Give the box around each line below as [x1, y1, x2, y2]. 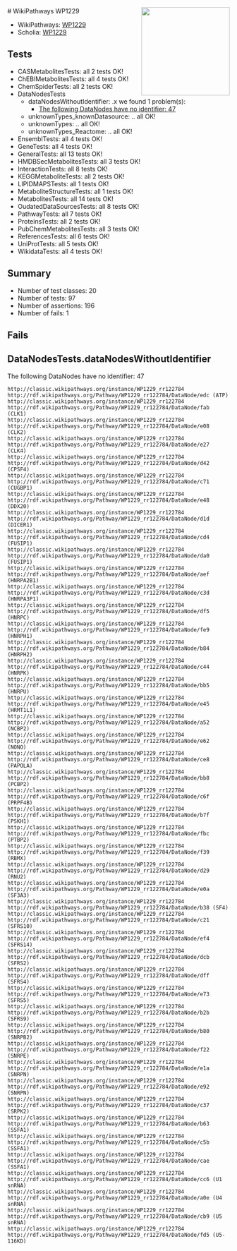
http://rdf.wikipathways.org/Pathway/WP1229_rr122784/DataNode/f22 [7, 1046, 210, 1053]
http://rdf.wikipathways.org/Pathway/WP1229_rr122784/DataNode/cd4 [7, 533, 210, 540]
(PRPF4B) [7, 799, 33, 806]
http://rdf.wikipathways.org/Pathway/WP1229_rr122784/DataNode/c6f [7, 793, 210, 800]
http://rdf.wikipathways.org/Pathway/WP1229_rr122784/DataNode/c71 [7, 478, 210, 485]
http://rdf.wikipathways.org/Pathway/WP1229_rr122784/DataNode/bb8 [7, 774, 210, 782]
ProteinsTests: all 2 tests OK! [17, 217, 101, 225]
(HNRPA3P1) [7, 596, 39, 603]
